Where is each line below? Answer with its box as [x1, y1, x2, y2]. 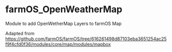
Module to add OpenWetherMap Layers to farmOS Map [5, 20, 122, 27]
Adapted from [5, 30, 35, 36]
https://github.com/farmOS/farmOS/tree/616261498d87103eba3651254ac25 [5, 36, 167, 42]
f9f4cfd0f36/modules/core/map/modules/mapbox [5, 41, 111, 47]
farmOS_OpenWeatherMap [5, 4, 123, 15]
